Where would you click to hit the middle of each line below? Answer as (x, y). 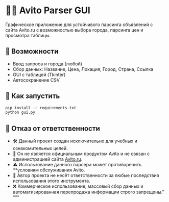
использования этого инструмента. (51, 181)
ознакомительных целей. (40, 148)
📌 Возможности (32, 51)
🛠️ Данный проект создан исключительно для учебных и (75, 141)
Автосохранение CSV (36, 80)
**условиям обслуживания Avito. (49, 170)
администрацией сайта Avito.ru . (47, 159)
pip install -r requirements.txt (41, 108)
